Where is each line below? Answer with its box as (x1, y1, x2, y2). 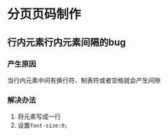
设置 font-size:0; (17, 121, 68, 130)
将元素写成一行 (17, 112, 61, 121)
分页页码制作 (7, 6, 82, 22)
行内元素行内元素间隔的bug (7, 36, 126, 48)
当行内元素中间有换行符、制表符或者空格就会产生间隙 (7, 76, 161, 84)
